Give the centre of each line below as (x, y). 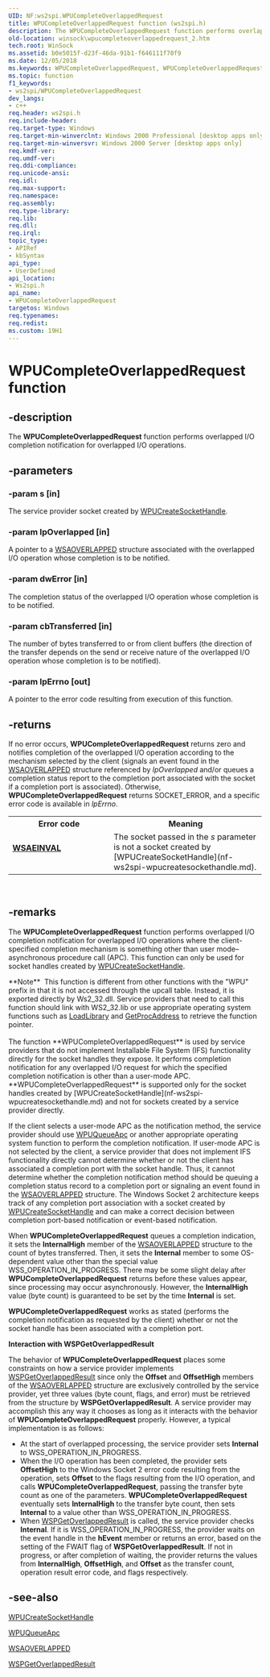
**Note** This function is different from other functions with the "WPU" (129, 981)
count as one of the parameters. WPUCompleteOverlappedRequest (133, 1495)
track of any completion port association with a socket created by (117, 1203)
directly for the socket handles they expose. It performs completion (120, 1059)
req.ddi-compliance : (43, 166)
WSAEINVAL (37, 848)
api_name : (25, 293)
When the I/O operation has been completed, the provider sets (123, 1461)
